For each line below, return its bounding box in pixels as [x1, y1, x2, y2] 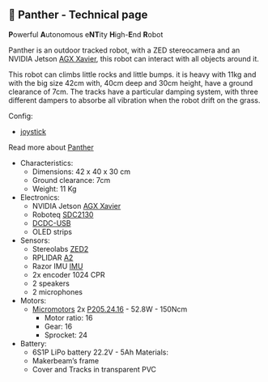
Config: [8, 111, 34, 121]
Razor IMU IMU [32, 261, 83, 271]
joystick [19, 126, 47, 136]
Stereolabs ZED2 [32, 244, 89, 253]
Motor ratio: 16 [44, 312, 93, 322]
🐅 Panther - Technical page [8, 8, 148, 22]
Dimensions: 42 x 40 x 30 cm [32, 167, 131, 176]
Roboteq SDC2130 [32, 210, 94, 219]
